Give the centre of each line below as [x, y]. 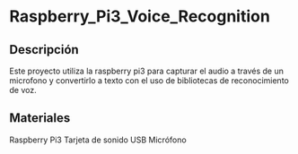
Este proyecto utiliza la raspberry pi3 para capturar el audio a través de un [147, 71]
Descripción [44, 50]
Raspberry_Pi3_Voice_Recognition [140, 17]
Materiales [40, 118]
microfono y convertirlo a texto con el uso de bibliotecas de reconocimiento [149, 81]
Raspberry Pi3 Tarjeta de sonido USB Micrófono [98, 140]
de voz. [23, 90]
